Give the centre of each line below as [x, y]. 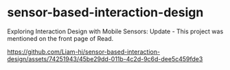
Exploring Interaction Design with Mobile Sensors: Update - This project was [115, 31]
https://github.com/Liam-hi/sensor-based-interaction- [83, 52]
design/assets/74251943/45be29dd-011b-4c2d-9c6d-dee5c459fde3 [105, 58]
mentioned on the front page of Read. [60, 38]
